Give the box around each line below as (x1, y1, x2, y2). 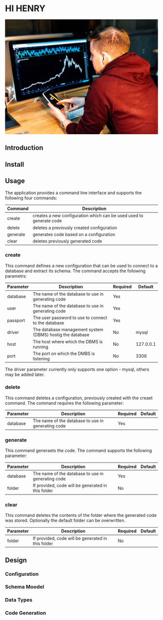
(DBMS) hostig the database (33, 332, 90, 338)
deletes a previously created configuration (33, 225, 117, 230)
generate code (33, 218, 62, 224)
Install (5, 160, 24, 168)
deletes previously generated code (33, 238, 102, 244)
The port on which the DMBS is (33, 351, 95, 356)
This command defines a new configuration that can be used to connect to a (5, 263, 158, 268)
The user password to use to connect (33, 315, 108, 321)
